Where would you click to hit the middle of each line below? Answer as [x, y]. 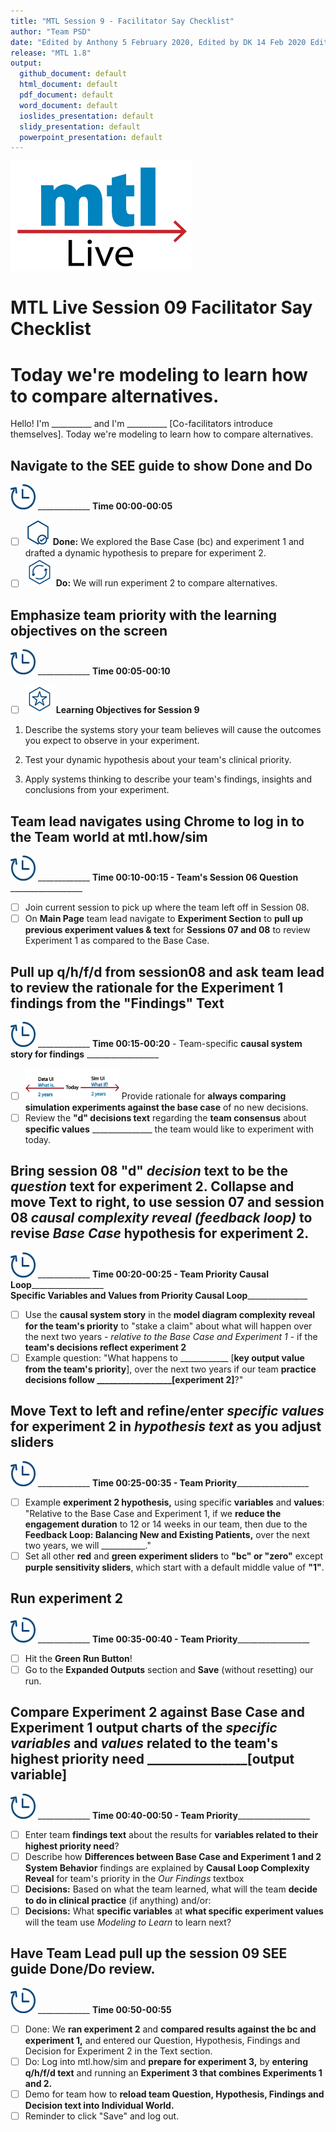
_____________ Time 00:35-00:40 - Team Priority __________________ [173, 1639]
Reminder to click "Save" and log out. [102, 2116]
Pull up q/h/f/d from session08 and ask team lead [167, 971]
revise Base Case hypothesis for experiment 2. [160, 1233]
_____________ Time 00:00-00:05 [105, 506]
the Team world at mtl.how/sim [109, 836]
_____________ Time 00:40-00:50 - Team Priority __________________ [173, 1815]
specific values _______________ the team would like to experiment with [169, 1129]
